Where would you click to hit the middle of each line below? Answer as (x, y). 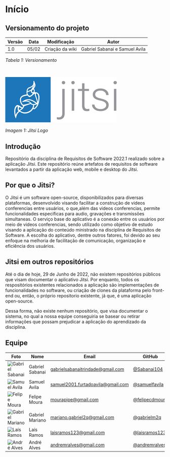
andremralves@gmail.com (77, 445)
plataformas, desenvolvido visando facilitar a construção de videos (75, 203)
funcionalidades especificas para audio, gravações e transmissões (75, 213)
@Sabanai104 (148, 369)
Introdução (23, 146)
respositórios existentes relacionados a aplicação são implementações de (82, 285)
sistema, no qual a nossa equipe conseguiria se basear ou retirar (73, 316)
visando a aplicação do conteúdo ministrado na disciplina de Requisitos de (83, 230)
